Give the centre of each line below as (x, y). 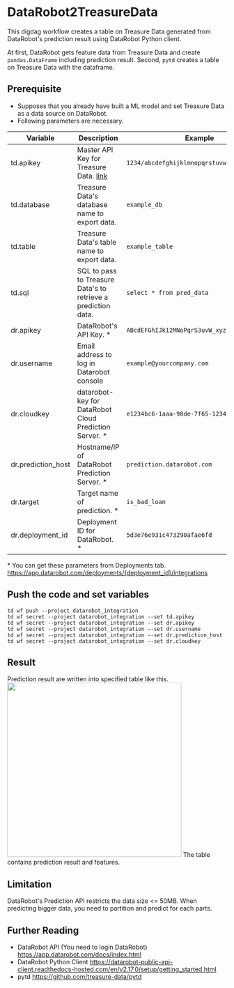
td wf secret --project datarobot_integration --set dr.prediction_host (115, 635)
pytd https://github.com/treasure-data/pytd (79, 976)
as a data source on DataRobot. (62, 113)
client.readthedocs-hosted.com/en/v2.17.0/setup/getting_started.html (117, 969)
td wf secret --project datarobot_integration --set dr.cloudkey (104, 641)
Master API (95, 149)
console (90, 381)
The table (196, 855)
